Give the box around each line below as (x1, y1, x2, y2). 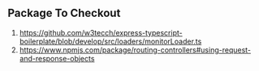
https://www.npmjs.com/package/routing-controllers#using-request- (19, 44, 252, 55)
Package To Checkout (7, 6, 121, 20)
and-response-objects (19, 53, 95, 63)
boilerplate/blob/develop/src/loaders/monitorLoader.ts (19, 36, 202, 46)
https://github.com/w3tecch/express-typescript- (19, 27, 183, 37)
